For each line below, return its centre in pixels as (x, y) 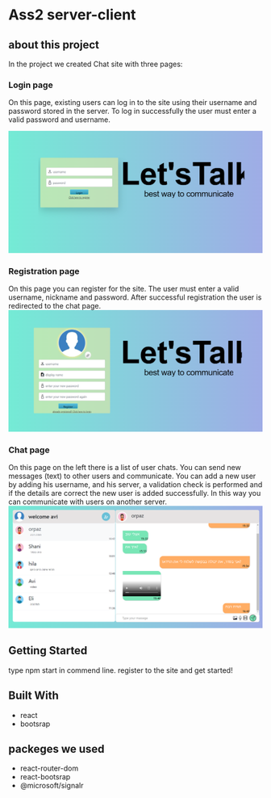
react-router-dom (49, 768)
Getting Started (48, 651)
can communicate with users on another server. (88, 502)
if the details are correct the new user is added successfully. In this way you (135, 493)
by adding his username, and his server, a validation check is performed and (135, 485)
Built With (33, 696)
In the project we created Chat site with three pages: (96, 64)
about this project (54, 45)
